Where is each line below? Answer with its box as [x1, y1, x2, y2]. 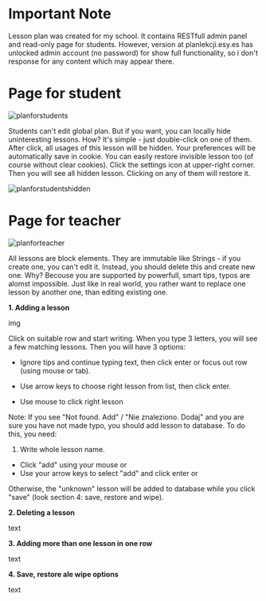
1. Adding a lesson [8, 302, 70, 312]
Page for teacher [8, 212, 121, 230]
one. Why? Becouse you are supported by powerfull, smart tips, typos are [8, 270, 251, 279]
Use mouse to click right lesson [19, 396, 123, 406]
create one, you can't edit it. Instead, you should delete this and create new [8, 262, 256, 271]
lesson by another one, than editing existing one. [8, 287, 169, 297]
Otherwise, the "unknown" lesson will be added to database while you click [8, 483, 256, 494]
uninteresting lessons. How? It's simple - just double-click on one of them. [8, 135, 252, 144]
